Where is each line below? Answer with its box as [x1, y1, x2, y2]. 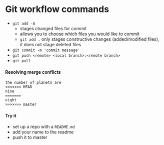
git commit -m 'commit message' [12, 48, 80, 53]
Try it [5, 112, 16, 118]
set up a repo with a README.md [12, 124, 75, 130]
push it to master [12, 134, 47, 140]
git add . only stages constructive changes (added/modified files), [19, 36, 159, 42]
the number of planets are [5, 80, 61, 85]
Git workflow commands [5, 4, 109, 15]
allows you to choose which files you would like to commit [19, 31, 140, 37]
